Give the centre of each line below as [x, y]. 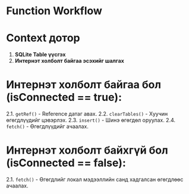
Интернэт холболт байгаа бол [84, 85]
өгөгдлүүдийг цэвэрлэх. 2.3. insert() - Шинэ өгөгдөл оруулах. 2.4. [91, 120]
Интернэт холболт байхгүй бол [87, 150]
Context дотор [43, 38]
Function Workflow [54, 11]
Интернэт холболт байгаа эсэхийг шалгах [70, 61]
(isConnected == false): [66, 163]
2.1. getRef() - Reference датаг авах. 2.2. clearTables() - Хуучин [87, 114]
